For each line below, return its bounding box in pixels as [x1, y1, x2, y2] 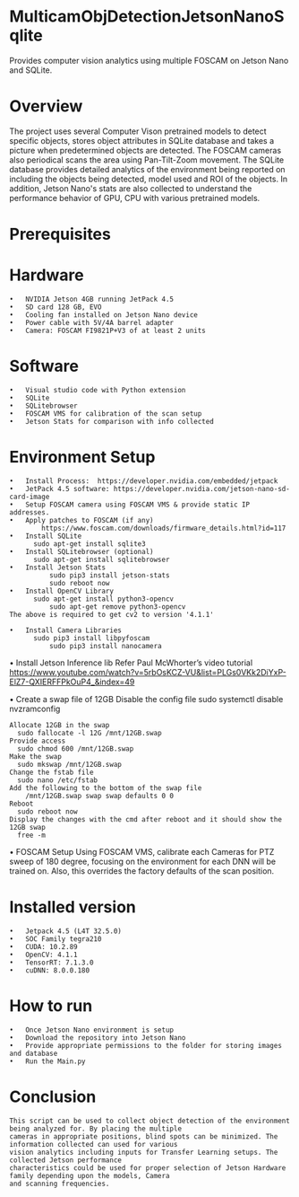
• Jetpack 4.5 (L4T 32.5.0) [9, 927, 123, 936]
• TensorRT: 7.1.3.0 [9, 958, 94, 967]
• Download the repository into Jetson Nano [9, 1033, 186, 1043]
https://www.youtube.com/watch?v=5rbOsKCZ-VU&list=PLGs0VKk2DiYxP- [9, 666, 286, 677]
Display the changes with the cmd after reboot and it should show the [9, 814, 282, 823]
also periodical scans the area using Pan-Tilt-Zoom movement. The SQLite [9, 154, 285, 165]
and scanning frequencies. [9, 1179, 110, 1188]
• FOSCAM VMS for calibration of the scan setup [9, 409, 202, 418]
